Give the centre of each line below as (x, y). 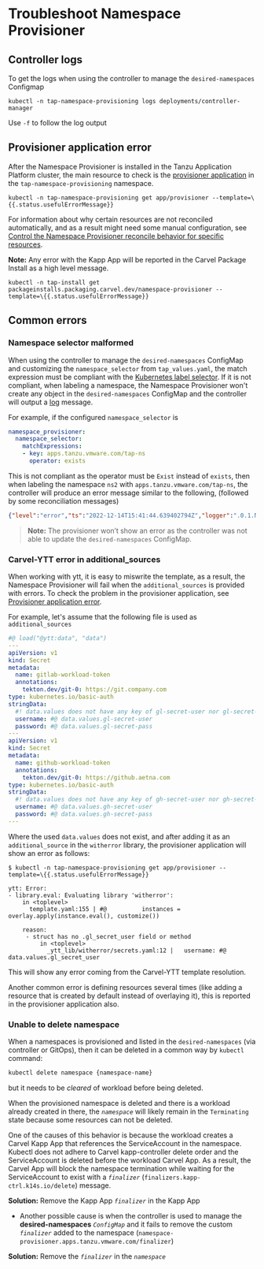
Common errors (48, 320)
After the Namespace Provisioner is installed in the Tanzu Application (120, 166)
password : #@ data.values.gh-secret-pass (84, 814)
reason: (35, 930)
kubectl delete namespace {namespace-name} (81, 1073)
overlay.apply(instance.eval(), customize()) (84, 916)
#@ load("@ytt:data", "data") (58, 638)
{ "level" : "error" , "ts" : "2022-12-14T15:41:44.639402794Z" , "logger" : (121, 515)
